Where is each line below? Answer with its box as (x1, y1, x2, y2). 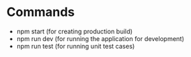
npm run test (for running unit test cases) (16, 42, 135, 50)
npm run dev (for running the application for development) (16, 34, 185, 42)
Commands (6, 4, 75, 20)
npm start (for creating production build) (16, 27, 133, 35)
